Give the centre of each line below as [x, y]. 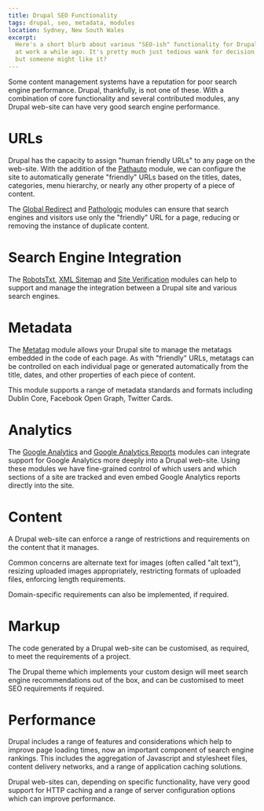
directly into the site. [41, 485]
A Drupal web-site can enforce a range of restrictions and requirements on [129, 539]
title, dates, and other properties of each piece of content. [102, 374]
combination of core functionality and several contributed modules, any [124, 98]
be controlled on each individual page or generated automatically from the [128, 366]
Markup [34, 626]
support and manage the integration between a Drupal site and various [123, 287]
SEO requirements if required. [56, 688]
